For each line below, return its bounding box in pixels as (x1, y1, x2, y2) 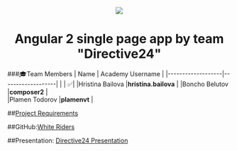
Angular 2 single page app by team (14, 31, 224, 47)
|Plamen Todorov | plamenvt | (7, 95, 94, 104)
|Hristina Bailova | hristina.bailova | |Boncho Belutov (76, 80, 229, 88)
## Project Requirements (7, 109, 79, 117)
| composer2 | (7, 87, 48, 96)
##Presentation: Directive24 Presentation (7, 136, 128, 145)
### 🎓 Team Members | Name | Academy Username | (7, 69, 165, 78)
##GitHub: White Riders (7, 122, 75, 131)
